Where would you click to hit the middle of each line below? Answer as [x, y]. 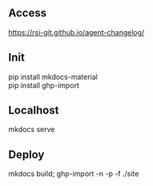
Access [27, 13]
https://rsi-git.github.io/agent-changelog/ [76, 32]
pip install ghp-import [44, 85]
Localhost [34, 111]
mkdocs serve [32, 129]
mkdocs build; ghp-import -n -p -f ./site [74, 174]
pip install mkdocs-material [53, 77]
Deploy [26, 154]
